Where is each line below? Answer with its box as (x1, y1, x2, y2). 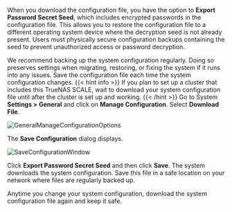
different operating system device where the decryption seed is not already (7, 28, 223, 36)
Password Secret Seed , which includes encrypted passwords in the (7, 13, 202, 21)
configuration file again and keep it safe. (7, 197, 123, 205)
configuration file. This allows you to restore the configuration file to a (7, 21, 206, 28)
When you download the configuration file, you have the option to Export (7, 6, 216, 14)
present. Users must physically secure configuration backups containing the (7, 35, 225, 44)
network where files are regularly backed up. (7, 176, 135, 184)
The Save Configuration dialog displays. (7, 134, 123, 143)
